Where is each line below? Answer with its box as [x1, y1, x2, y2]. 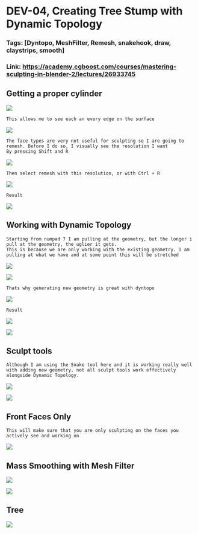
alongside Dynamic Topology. [6, 373, 79, 379]
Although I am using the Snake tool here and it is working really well [6, 362, 193, 368]
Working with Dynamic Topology [6, 220, 132, 230]
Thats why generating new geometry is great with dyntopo [6, 285, 155, 291]
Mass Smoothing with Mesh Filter [6, 460, 135, 471]
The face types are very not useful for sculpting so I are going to [6, 138, 185, 144]
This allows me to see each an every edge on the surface [6, 116, 155, 122]
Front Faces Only [6, 411, 72, 422]
